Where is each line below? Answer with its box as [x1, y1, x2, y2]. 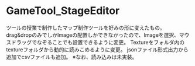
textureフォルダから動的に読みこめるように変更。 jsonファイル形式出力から [6, 46, 189, 53]
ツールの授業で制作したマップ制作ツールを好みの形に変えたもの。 [6, 24, 165, 31]
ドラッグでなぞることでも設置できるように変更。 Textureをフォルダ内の [11, 39, 185, 46]
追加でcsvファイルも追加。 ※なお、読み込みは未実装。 [6, 53, 138, 60]
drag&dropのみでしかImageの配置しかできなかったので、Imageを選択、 [6, 31, 180, 39]
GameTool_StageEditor [6, 4, 120, 18]
